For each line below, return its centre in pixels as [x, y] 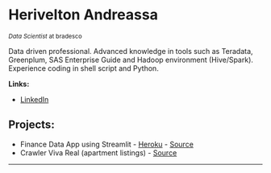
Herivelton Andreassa [83, 15]
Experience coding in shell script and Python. [83, 68]
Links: [19, 84]
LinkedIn [34, 99]
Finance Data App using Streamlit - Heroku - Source [106, 144]
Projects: [31, 125]
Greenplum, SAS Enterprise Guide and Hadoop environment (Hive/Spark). [131, 60]
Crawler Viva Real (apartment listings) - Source [98, 152]
